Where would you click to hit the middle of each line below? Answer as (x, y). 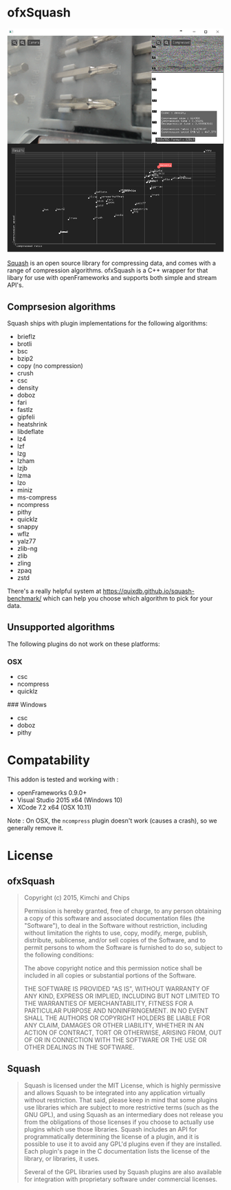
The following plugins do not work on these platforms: (84, 644)
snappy (28, 527)
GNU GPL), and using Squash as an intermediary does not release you (123, 1114)
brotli (24, 344)
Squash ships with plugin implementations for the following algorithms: (107, 323)
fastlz (25, 410)
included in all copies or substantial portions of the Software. (110, 975)
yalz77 (26, 541)
